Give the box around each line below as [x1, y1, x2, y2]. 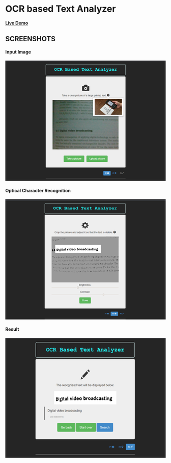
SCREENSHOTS [5, 35, 56, 43]
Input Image [5, 49, 32, 55]
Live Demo [5, 20, 28, 26]
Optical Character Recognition [5, 188, 71, 194]
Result [5, 326, 19, 332]
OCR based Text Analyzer [5, 3, 116, 15]
